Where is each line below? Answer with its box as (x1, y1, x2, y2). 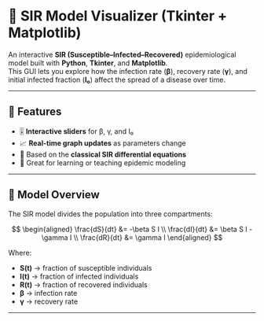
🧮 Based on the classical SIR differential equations (19, 149, 187, 159)
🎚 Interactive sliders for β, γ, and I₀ (19, 126, 134, 136)
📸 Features (8, 105, 62, 119)
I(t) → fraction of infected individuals (19, 271, 139, 281)
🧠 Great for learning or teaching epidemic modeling (19, 157, 186, 168)
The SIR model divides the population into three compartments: (8, 208, 214, 219)
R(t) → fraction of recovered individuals (19, 279, 148, 290)
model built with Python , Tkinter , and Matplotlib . (8, 58, 168, 68)
